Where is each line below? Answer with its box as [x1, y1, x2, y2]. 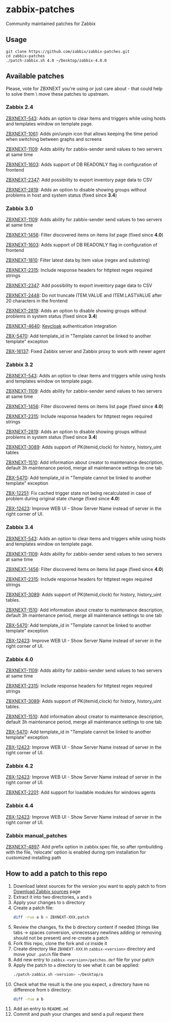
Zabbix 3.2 [6, 361, 33, 368]
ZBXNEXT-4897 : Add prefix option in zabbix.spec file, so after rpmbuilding [6, 843, 163, 849]
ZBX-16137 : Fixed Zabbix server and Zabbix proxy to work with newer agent [6, 348, 165, 354]
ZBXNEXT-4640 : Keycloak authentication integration [6, 323, 117, 329]
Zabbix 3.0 [6, 205, 34, 212]
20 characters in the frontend [6, 298, 68, 304]
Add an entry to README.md [13, 1006, 69, 1012]
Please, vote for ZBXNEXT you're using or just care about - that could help [6, 86, 163, 92]
